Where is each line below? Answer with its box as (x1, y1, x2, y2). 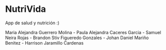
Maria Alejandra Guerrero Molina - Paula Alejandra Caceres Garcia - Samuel (5, 29, 161, 35)
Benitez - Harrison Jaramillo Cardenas (5, 40, 84, 46)
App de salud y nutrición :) (5, 20, 60, 26)
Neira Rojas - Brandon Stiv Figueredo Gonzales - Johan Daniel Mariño (5, 35, 149, 41)
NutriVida (5, 3, 46, 15)
